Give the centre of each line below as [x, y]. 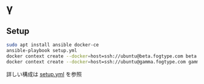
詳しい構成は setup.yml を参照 [44, 74]
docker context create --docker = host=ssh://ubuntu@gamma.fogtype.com [96, 62]
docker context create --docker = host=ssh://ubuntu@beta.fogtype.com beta [102, 56]
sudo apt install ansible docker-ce [53, 45]
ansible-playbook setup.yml [42, 50]
